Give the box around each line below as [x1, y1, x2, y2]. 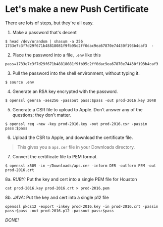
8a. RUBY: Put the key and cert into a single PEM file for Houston [5, 176, 137, 182]
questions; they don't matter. [12, 112, 71, 118]
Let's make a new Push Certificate [5, 3, 149, 15]
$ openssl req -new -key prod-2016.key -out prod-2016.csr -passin [5, 121, 148, 127]
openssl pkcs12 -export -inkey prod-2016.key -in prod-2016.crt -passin [5, 204, 159, 209]
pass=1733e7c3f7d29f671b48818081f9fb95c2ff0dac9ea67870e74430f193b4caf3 [5, 61, 159, 66]
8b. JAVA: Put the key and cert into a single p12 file [5, 194, 109, 200]
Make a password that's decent [12, 29, 77, 35]
